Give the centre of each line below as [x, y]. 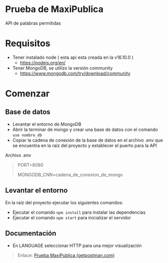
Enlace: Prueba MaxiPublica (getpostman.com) [66, 255]
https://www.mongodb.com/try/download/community [75, 73]
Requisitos [28, 43]
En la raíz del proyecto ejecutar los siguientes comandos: [64, 202]
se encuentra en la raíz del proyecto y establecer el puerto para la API [85, 145]
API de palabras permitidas [33, 23]
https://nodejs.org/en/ [43, 62]
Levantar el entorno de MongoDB [47, 124]
